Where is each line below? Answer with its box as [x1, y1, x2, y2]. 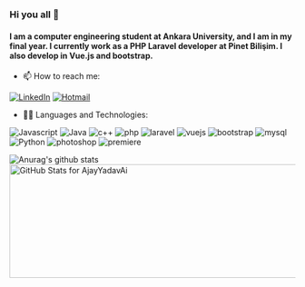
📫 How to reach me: [22, 71, 101, 82]
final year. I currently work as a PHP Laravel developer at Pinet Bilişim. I [9, 40, 283, 51]
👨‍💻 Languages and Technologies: [22, 109, 148, 121]
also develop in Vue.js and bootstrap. [9, 50, 153, 61]
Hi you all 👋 [9, 8, 60, 21]
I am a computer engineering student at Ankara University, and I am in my [9, 31, 292, 42]
